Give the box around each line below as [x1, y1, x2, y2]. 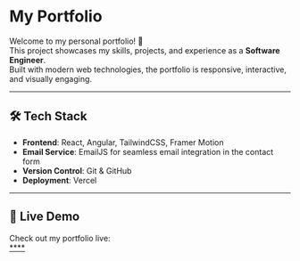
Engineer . [9, 54, 46, 65]
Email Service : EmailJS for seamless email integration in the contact [21, 146, 274, 157]
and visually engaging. [9, 73, 92, 84]
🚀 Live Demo [9, 209, 80, 224]
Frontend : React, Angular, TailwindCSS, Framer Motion [21, 136, 224, 148]
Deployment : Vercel [21, 175, 97, 185]
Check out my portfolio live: [9, 232, 111, 243]
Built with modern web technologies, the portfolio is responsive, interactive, [9, 64, 287, 75]
